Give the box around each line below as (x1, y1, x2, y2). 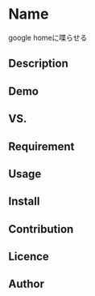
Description (8, 57, 68, 71)
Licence (8, 250, 50, 264)
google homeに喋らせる (8, 32, 88, 42)
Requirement (8, 139, 75, 153)
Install (8, 195, 40, 208)
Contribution (8, 222, 74, 236)
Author (8, 277, 44, 291)
